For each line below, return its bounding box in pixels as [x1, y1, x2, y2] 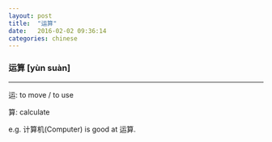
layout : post [8, 11, 53, 20]
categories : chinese [8, 34, 79, 43]
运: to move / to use [8, 90, 74, 99]
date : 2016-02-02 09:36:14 [8, 27, 107, 35]
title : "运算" [8, 19, 57, 27]
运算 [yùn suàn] [8, 62, 71, 73]
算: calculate [8, 106, 50, 117]
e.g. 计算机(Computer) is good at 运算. [8, 124, 136, 134]
